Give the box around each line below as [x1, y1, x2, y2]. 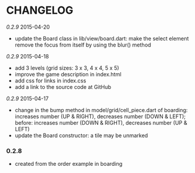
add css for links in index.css [14, 77, 86, 84]
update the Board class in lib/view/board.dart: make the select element [14, 35, 189, 42]
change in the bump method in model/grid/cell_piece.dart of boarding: [14, 106, 188, 113]
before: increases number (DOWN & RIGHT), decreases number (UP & [14, 119, 188, 126]
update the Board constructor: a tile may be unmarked [14, 132, 148, 139]
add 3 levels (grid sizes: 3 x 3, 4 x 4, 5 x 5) [14, 64, 119, 72]
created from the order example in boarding [14, 160, 123, 168]
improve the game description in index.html [14, 70, 122, 78]
